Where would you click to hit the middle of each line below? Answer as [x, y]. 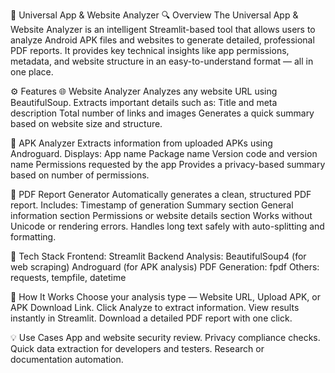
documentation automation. [67, 359]
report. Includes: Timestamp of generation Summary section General [152, 205]
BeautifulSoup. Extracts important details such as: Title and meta [144, 102]
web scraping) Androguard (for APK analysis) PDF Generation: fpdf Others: [165, 267]
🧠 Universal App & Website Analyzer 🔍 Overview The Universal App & [154, 15]
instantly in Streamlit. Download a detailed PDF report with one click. [151, 318]
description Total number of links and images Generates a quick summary [162, 113]
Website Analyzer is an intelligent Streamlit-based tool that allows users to [163, 29]
